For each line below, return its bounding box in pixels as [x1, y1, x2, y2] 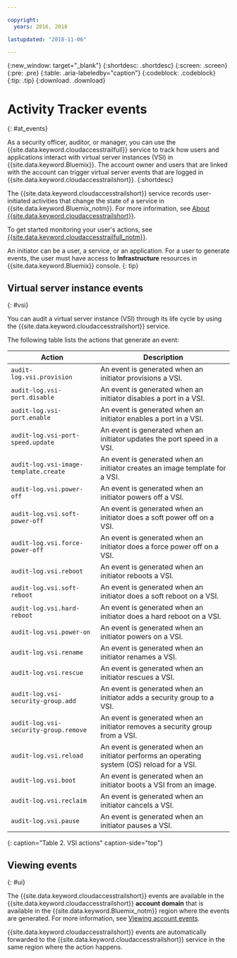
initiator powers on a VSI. [100, 632, 183, 642]
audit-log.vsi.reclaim [11, 797, 87, 805]
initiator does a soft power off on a [100, 513, 214, 522]
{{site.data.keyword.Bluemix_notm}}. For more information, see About [7, 204, 210, 212]
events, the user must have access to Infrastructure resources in [7, 254, 197, 263]
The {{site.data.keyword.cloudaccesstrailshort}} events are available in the [7, 891, 224, 900]
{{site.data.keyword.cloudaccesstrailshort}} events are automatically [7, 928, 207, 936]
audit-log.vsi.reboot [11, 568, 83, 575]
